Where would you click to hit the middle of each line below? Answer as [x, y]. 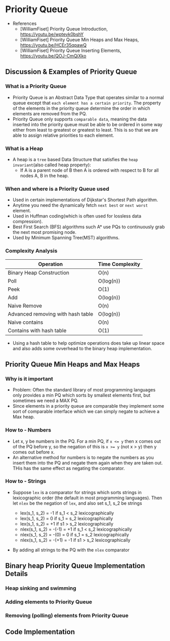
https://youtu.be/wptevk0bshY [52, 34]
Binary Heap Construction [38, 272]
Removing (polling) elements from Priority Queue [67, 615]
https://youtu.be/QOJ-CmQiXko [53, 56]
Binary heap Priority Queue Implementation [75, 566]
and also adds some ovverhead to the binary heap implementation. [82, 348]
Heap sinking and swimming [41, 588]
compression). [28, 222]
